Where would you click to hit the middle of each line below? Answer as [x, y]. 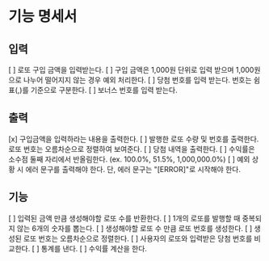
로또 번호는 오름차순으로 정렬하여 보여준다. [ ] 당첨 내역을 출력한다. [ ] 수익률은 [132, 149]
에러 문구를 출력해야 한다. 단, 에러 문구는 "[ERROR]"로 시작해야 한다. [133, 169]
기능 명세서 [43, 17]
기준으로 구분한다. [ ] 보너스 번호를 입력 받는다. [104, 90]
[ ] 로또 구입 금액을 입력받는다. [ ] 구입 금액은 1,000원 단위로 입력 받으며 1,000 [131, 70]
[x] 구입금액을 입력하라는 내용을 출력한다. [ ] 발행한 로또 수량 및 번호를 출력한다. [134, 139]
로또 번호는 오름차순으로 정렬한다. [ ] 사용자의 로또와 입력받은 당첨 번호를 [138, 238]
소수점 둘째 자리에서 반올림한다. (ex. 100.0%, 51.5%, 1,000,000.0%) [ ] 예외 [129, 159]
